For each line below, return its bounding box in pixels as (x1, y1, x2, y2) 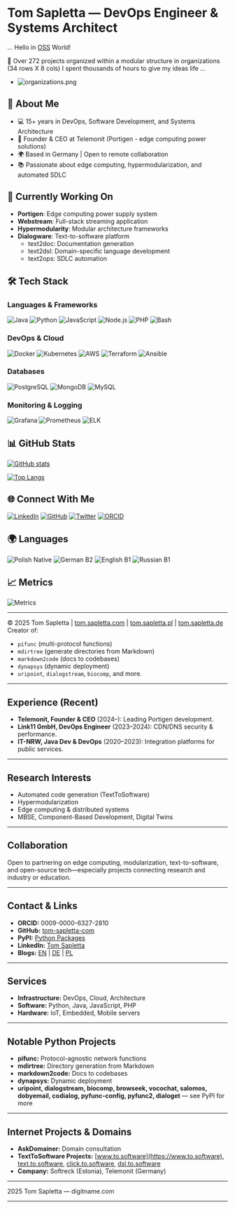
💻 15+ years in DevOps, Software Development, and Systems (17, 117, 196, 126)
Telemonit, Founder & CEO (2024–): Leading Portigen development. (17, 715, 214, 724)
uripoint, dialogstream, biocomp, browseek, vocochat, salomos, (17, 1084, 208, 1093)
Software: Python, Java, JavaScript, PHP (17, 1001, 136, 1010)
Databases (7, 367, 45, 377)
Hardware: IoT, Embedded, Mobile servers (17, 1008, 141, 1018)
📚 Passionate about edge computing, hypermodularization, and (17, 160, 202, 169)
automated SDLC (17, 170, 66, 179)
